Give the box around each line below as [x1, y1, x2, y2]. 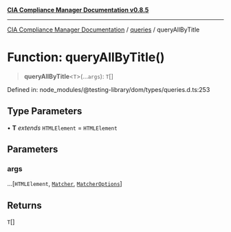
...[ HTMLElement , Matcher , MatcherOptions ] [7, 180, 122, 188]
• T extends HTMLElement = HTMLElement [7, 124, 118, 132]
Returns [7, 199, 43, 211]
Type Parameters [7, 106, 82, 117]
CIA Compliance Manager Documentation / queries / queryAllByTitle [7, 25, 200, 34]
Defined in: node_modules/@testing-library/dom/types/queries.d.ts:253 [7, 85, 210, 93]
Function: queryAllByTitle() [7, 49, 165, 65]
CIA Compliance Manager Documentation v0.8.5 [7, 6, 149, 14]
